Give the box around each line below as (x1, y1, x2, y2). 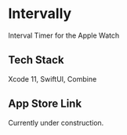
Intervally (8, 5, 72, 23)
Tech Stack (8, 53, 64, 67)
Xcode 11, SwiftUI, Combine (8, 74, 97, 83)
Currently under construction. (8, 118, 104, 127)
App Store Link (8, 97, 82, 111)
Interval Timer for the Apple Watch (8, 31, 120, 40)
